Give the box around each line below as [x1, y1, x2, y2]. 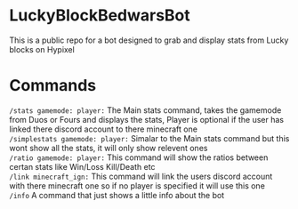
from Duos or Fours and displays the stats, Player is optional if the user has [9, 114, 285, 125]
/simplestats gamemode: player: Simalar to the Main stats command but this [9, 133, 290, 143]
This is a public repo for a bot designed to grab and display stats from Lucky [9, 35, 289, 45]
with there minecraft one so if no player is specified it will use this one [9, 180, 265, 191]
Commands [9, 76, 97, 96]
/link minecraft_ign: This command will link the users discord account [9, 171, 273, 181]
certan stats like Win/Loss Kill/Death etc [9, 161, 156, 172]
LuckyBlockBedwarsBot [9, 5, 191, 26]
